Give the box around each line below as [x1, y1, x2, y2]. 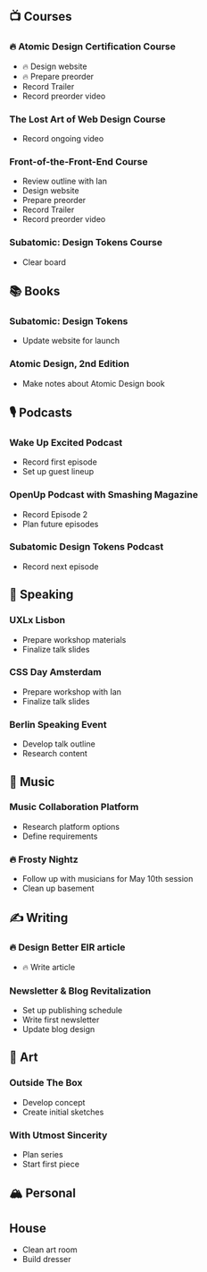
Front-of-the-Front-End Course [9, 155, 148, 167]
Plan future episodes [21, 518, 99, 529]
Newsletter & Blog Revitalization [9, 985, 152, 997]
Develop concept [21, 1097, 86, 1107]
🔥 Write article [21, 961, 76, 972]
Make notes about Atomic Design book [21, 378, 165, 388]
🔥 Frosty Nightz [9, 853, 79, 866]
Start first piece [21, 1159, 80, 1170]
